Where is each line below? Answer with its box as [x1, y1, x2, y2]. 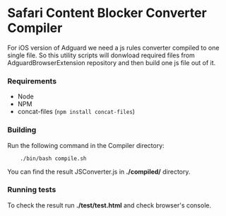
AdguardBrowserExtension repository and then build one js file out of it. [7, 58, 216, 67]
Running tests [7, 185, 56, 195]
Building [7, 125, 37, 135]
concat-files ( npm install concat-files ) [17, 108, 136, 116]
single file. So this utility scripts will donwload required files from [7, 51, 196, 59]
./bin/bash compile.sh [20, 154, 87, 162]
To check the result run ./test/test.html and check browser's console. [7, 200, 212, 210]
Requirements [7, 76, 57, 86]
